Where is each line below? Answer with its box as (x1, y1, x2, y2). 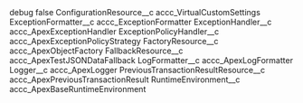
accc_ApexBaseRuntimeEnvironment (9, 84, 147, 94)
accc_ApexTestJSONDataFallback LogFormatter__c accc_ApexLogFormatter (9, 55, 294, 65)
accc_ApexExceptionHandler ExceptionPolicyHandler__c (9, 26, 220, 37)
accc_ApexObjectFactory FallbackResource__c (9, 45, 184, 56)
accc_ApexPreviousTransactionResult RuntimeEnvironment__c (9, 74, 241, 85)
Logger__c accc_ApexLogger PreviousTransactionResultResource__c (9, 65, 265, 75)
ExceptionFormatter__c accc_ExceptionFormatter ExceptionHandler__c (9, 16, 272, 27)
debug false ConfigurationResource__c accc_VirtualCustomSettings (9, 7, 260, 17)
